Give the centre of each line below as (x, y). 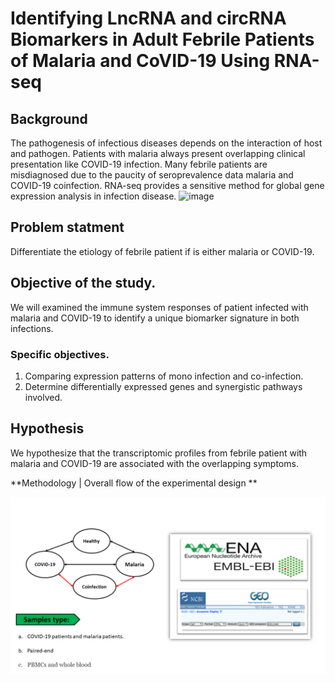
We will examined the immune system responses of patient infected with (159, 307)
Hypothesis (47, 428)
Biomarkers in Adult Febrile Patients (162, 39)
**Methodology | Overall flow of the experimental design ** (134, 483)
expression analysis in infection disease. (93, 196)
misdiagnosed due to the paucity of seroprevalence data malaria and (152, 175)
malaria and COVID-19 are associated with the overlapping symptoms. (154, 463)
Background (49, 118)
